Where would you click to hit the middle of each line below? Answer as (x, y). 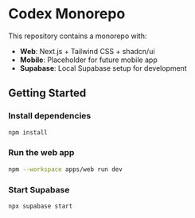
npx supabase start (41, 206)
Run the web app (41, 153)
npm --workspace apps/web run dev (66, 169)
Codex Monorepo (67, 14)
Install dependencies (50, 116)
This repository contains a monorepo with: (78, 36)
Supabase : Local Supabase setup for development (103, 68)
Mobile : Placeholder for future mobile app (88, 60)
